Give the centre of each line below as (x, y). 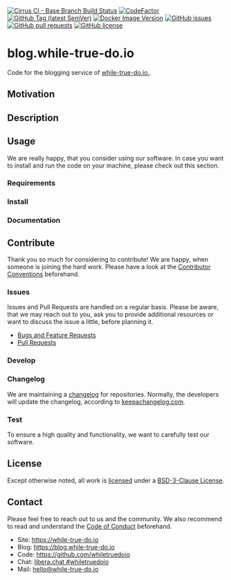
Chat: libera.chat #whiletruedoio (63, 561)
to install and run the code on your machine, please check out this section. (113, 165)
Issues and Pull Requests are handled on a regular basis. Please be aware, (113, 307)
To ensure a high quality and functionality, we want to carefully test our (108, 434)
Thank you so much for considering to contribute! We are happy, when (108, 260)
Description (33, 118)
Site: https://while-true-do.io (58, 539)
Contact (25, 502)
